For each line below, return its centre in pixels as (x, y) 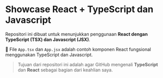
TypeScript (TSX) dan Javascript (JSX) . (48, 40)
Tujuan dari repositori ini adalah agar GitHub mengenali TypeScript (88, 64)
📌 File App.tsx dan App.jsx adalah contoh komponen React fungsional (78, 49)
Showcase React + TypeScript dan (79, 9)
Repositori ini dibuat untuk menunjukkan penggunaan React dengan (77, 34)
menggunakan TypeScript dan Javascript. (49, 55)
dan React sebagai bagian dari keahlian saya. (65, 70)
